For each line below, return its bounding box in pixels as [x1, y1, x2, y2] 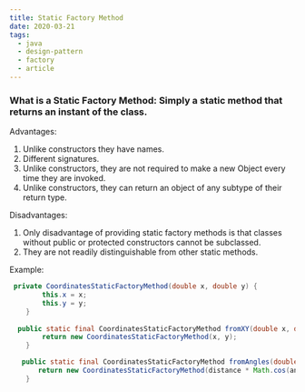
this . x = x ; [42, 290, 88, 300]
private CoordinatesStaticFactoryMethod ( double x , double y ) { [13, 282, 258, 291]
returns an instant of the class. [9, 106, 148, 118]
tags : [9, 30, 30, 39]
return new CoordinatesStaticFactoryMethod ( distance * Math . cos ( [37, 366, 290, 376]
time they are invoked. [22, 173, 106, 184]
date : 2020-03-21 [9, 22, 75, 31]
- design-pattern [17, 47, 84, 56]
